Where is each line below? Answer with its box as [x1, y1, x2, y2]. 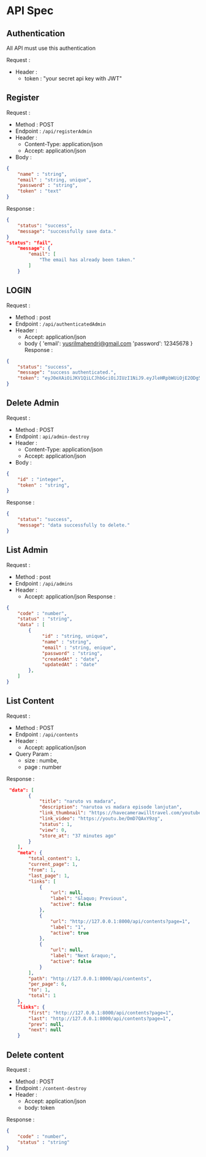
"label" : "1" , [50, 924, 86, 930]
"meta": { [17, 850, 43, 856]
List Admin [6, 545, 48, 555]
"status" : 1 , [39, 821, 72, 827]
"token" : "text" [17, 188, 62, 194]
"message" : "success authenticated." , [17, 369, 116, 375]
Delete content [6, 1049, 64, 1060]
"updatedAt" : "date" [42, 662, 97, 668]
